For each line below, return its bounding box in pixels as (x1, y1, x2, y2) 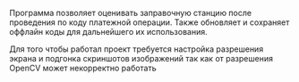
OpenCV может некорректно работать (9, 62, 157, 73)
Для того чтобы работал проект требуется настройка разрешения (9, 44, 264, 54)
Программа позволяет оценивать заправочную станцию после (9, 8, 252, 18)
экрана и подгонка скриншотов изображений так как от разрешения (9, 53, 273, 63)
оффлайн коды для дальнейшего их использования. (9, 27, 208, 37)
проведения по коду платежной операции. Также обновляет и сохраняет (9, 17, 290, 28)
